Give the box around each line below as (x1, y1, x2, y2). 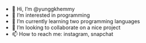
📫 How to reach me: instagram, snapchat (11, 31, 113, 37)
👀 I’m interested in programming (11, 12, 90, 19)
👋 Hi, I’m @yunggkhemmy (11, 6, 75, 12)
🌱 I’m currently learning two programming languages (11, 18, 140, 24)
